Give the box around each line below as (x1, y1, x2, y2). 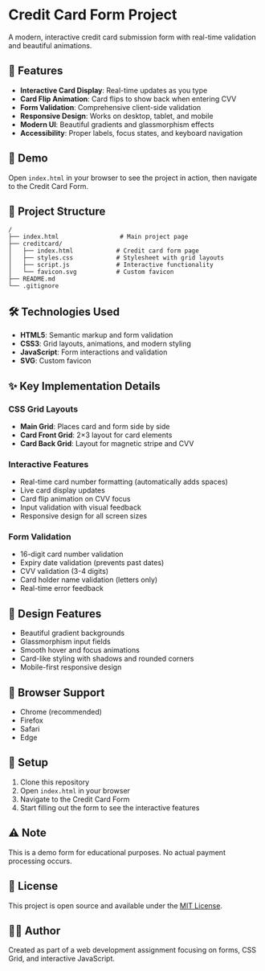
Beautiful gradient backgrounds (19, 629, 125, 638)
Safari (19, 724, 40, 734)
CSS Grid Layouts (8, 404, 79, 415)
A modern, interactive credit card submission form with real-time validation (8, 32, 257, 42)
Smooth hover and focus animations (19, 645, 141, 655)
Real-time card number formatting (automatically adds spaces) (19, 477, 229, 487)
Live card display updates (19, 485, 106, 495)
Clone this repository (19, 777, 90, 787)
